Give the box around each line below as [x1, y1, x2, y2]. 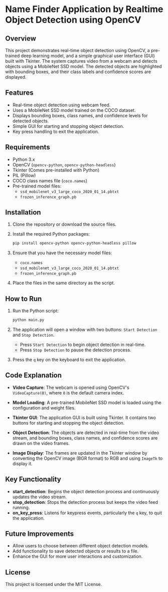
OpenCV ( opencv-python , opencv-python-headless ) [12, 161, 116, 167]
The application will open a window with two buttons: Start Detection [12, 327, 157, 332]
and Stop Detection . [12, 332, 55, 338]
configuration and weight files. [12, 405, 76, 411]
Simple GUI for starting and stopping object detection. [12, 123, 124, 129]
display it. [12, 460, 33, 467]
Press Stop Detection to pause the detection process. [20, 347, 131, 353]
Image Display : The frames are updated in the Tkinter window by [12, 450, 147, 456]
